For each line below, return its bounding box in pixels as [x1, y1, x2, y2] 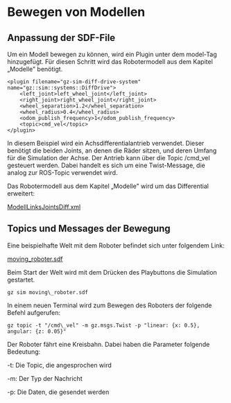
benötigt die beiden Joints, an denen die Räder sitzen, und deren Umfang [7, 146, 217, 155]
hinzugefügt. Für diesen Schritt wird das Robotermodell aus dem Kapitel [7, 58, 213, 66]
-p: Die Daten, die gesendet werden [7, 388, 110, 396]
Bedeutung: [7, 348, 41, 356]
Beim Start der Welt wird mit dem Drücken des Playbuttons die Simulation [7, 268, 217, 276]
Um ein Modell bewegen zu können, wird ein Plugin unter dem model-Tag [7, 50, 217, 58]
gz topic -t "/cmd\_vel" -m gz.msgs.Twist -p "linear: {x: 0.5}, [7, 322, 200, 329]
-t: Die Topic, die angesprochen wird [7, 361, 112, 369]
